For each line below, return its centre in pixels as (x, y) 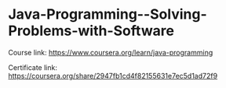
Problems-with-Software (91, 31)
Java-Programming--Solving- (108, 14)
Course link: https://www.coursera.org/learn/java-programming (111, 52)
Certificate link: (33, 67)
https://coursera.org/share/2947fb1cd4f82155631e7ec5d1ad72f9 (113, 76)
